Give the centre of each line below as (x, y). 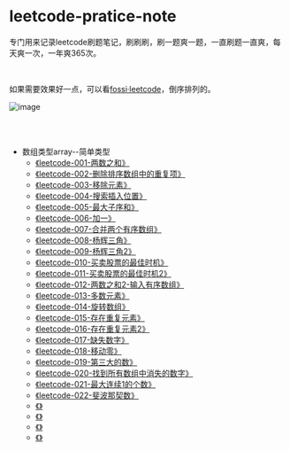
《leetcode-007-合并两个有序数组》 (98, 229)
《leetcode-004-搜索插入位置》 (91, 196)
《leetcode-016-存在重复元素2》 (92, 329)
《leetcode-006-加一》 (76, 218)
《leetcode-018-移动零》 (78, 351)
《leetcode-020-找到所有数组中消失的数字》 (114, 373)
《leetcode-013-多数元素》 (82, 295)
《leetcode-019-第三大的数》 (86, 362)
